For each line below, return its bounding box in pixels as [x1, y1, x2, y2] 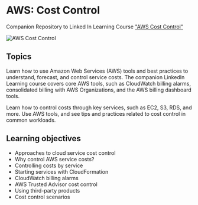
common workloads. [6, 116, 56, 123]
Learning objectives [6, 134, 82, 144]
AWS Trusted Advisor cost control [14, 181, 98, 188]
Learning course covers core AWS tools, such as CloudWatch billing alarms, [6, 80, 191, 87]
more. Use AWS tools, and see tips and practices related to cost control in [6, 110, 186, 117]
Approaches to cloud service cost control [14, 149, 116, 157]
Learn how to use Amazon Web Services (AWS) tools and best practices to [6, 67, 189, 74]
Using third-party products [14, 187, 80, 194]
